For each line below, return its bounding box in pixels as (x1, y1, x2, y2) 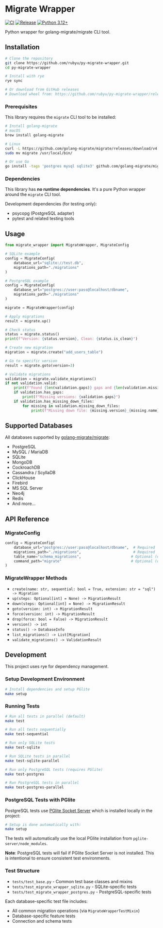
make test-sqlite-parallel (5, 758, 60, 763)
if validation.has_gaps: (14, 390, 64, 395)
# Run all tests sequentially (5, 727, 66, 732)
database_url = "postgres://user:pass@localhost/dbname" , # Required (14, 545, 155, 550)
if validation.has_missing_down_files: (14, 399, 95, 404)
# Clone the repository (5, 56, 53, 61)
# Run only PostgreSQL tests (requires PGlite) (5, 767, 103, 772)
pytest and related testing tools (12, 216, 74, 222)
